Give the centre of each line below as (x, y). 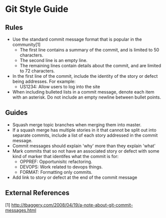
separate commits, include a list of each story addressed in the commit (85, 135)
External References (37, 193)
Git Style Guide (37, 9)
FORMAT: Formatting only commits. (56, 172)
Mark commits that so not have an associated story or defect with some (86, 151)
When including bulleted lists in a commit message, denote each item (83, 92)
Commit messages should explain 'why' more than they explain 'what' (84, 146)
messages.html (21, 210)
